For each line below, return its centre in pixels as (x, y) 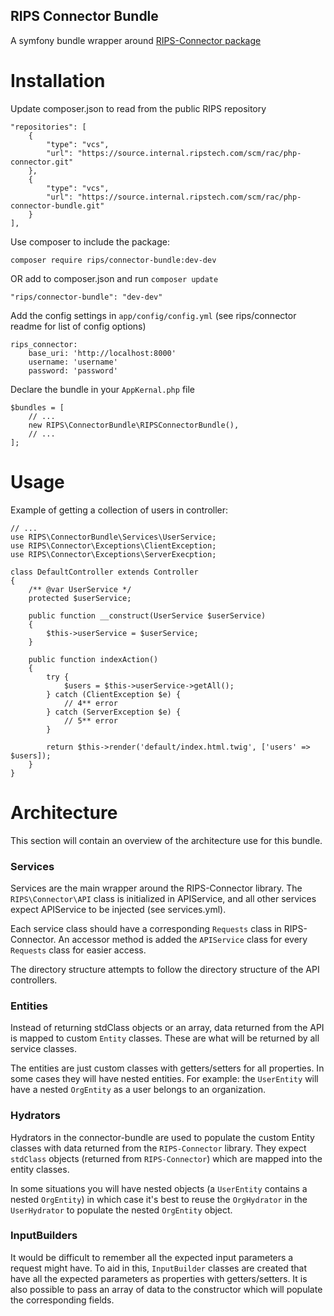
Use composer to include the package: (90, 241)
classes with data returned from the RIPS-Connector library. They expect (158, 1148)
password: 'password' (73, 370)
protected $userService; (80, 598)
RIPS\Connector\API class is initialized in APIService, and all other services (163, 898)
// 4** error (90, 703)
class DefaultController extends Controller (104, 572)
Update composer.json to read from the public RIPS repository (138, 108)
